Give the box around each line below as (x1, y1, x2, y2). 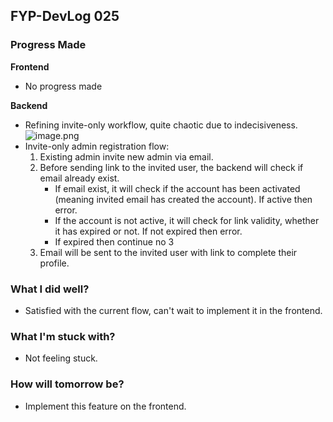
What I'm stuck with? (10, 329, 116, 343)
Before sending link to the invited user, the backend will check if (39, 161, 304, 173)
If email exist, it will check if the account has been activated (54, 182, 301, 194)
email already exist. (39, 172, 120, 184)
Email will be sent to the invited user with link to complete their (39, 246, 298, 258)
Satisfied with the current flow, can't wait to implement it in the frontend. (24, 304, 323, 316)
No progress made (24, 80, 103, 92)
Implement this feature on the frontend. (24, 400, 187, 412)
